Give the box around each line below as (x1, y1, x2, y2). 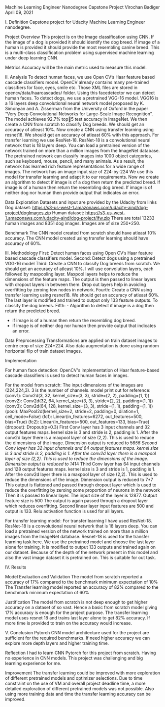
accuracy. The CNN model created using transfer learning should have (5, 235, 149, 241)
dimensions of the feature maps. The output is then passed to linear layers (5, 277, 156, 282)
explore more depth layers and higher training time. (5, 640, 109, 646)
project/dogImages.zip (5, 210, 51, 216)
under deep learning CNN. (5, 55, 59, 61)
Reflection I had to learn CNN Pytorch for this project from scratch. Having (5, 650, 156, 656)
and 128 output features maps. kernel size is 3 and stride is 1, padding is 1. (5, 466, 156, 472)
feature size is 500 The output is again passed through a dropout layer (5, 498, 148, 504)
